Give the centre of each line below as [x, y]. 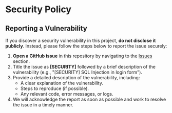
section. [21, 61]
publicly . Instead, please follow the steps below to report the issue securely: [86, 46]
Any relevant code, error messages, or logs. [67, 94]
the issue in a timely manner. [43, 105]
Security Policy [39, 9]
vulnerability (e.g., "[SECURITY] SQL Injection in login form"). [78, 72]
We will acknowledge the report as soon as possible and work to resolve [89, 99]
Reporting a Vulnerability [46, 28]
